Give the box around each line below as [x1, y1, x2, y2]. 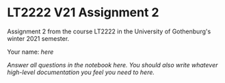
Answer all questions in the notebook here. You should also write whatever [7, 61, 218, 69]
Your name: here [7, 48, 54, 56]
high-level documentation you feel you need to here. [7, 68, 155, 76]
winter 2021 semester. [7, 34, 70, 42]
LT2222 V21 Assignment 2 [7, 5, 159, 20]
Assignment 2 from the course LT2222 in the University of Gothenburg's [7, 27, 211, 35]
